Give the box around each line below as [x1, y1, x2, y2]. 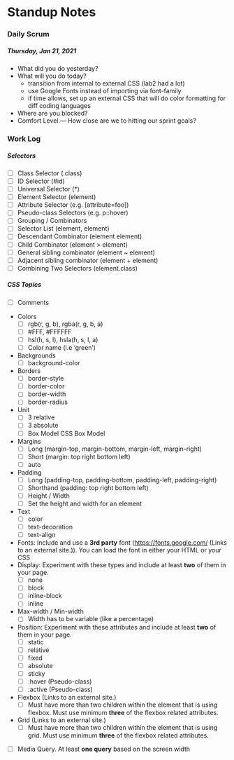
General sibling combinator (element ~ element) [17, 248, 156, 257]
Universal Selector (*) [17, 185, 80, 194]
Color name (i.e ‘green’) [27, 344, 96, 351]
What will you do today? [17, 72, 87, 81]
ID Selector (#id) [17, 177, 65, 186]
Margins [17, 437, 41, 445]
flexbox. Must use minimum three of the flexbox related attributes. [27, 709, 219, 717]
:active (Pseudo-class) [27, 685, 93, 693]
